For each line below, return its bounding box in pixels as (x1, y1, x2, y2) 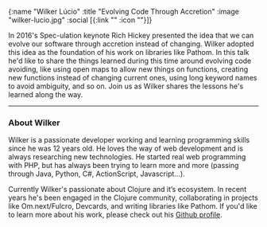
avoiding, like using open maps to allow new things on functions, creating (8, 65, 249, 74)
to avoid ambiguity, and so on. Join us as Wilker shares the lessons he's (8, 81, 244, 91)
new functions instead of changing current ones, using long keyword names (8, 73, 257, 82)
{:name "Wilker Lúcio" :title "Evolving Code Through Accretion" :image (8, 7, 240, 16)
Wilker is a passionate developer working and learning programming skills (8, 135, 250, 145)
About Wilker (8, 117, 60, 128)
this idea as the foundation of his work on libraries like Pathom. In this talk (8, 48, 250, 57)
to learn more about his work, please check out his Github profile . (8, 210, 222, 220)
